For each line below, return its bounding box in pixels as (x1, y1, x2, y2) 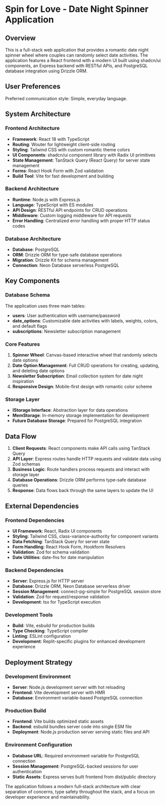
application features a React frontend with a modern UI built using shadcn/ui (5, 58, 161, 63)
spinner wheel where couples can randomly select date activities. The (5, 52, 148, 58)
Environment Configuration (5, 742, 72, 748)
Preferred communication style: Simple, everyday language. (5, 95, 127, 101)
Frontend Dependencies (5, 517, 64, 524)
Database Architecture (5, 235, 61, 242)
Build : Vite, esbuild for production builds (12, 622, 95, 628)
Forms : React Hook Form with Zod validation (12, 168, 104, 174)
